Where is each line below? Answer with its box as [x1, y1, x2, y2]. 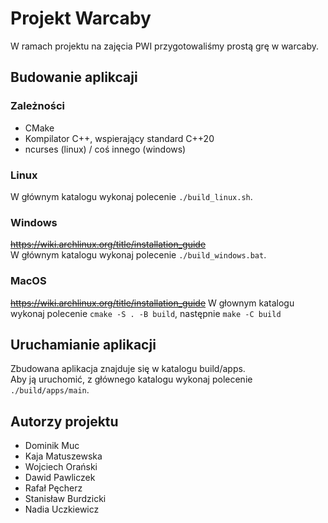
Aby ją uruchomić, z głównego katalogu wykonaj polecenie [10, 373, 253, 386]
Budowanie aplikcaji [10, 69, 138, 86]
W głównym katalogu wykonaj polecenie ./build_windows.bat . [10, 249, 267, 261]
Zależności [10, 99, 66, 113]
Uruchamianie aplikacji [10, 336, 157, 353]
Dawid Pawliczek [24, 472, 96, 484]
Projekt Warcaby [10, 7, 152, 30]
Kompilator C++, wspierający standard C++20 [24, 132, 215, 144]
